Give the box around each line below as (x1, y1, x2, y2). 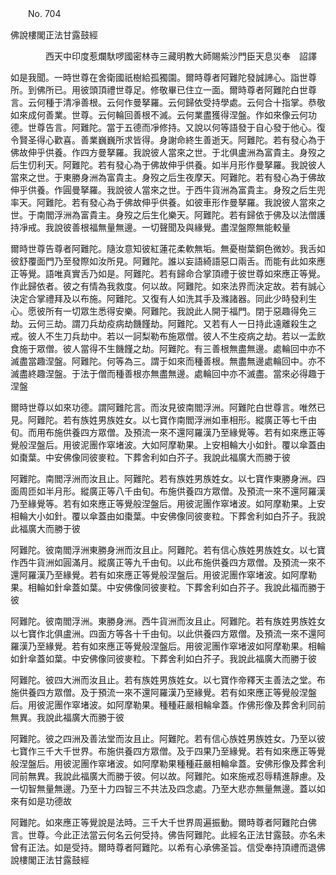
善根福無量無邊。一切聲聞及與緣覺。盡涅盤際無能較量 (71, 222, 291, 233)
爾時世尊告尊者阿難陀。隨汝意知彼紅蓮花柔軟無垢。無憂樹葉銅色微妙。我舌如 (10, 243, 326, 254)
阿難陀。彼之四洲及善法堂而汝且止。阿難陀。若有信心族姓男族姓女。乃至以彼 (10, 733, 326, 744)
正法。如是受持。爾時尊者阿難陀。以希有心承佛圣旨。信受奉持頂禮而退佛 (27, 842, 326, 853)
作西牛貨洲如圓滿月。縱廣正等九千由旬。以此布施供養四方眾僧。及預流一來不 (10, 557, 326, 568)
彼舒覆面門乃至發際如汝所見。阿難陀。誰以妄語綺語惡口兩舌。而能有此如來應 (10, 255, 326, 267)
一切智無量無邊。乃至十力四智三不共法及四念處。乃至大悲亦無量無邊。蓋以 (10, 783, 317, 794)
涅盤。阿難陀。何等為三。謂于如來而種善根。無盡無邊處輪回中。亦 (44, 355, 317, 367)
